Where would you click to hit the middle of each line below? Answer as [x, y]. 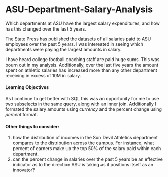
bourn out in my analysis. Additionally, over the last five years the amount [82, 65]
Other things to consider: [32, 126]
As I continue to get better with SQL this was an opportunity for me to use [82, 99]
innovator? [24, 170]
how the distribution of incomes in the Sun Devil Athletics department [85, 138]
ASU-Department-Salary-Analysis [79, 9]
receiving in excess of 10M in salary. [43, 75]
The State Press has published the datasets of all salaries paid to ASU [78, 39]
